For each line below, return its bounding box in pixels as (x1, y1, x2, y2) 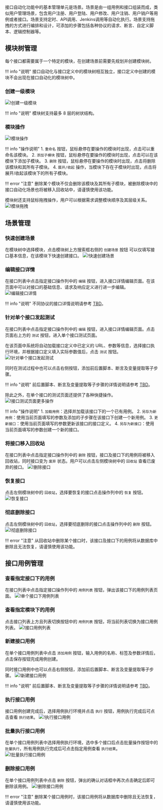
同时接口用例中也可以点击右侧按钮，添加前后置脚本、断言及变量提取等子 (5, 666, 149, 672)
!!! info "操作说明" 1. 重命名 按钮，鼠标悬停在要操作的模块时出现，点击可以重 (5, 146, 155, 152)
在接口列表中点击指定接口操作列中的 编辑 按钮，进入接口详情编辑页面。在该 (5, 278, 155, 284)
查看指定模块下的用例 (5, 606, 55, 613)
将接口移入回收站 (5, 440, 45, 447)
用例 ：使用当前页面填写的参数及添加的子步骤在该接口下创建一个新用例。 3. (5, 414, 154, 420)
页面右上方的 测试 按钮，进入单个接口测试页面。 (5, 332, 100, 338)
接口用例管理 (5, 559, 44, 567)
